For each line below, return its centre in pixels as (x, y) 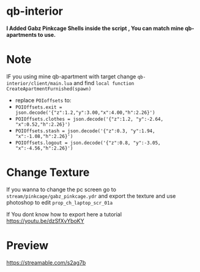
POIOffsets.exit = (39, 107)
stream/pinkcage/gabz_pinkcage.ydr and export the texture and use (91, 196)
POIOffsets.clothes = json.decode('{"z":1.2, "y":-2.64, (89, 119)
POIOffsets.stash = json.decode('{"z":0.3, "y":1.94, (85, 131)
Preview (28, 246)
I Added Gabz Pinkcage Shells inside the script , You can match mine (95, 28)
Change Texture (48, 172)
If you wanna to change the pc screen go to (61, 189)
